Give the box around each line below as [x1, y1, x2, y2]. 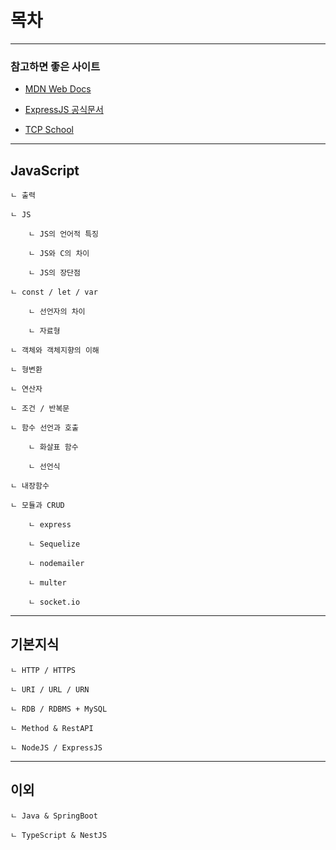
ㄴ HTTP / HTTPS [10, 665, 77, 675]
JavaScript [10, 162, 80, 179]
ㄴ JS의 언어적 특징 [28, 229, 100, 240]
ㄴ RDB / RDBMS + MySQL [10, 704, 108, 714]
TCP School [24, 124, 74, 136]
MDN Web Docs [24, 83, 92, 95]
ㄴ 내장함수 [10, 481, 50, 491]
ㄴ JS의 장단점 [28, 268, 81, 278]
